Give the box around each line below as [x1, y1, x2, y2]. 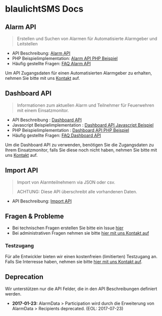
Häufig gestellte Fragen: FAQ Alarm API [12, 61, 91, 66]
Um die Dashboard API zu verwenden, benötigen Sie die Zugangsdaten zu [5, 142, 154, 148]
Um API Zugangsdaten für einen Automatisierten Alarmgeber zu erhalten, [5, 70, 152, 76]
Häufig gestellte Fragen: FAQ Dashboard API [12, 132, 101, 138]
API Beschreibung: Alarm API [12, 50, 71, 56]
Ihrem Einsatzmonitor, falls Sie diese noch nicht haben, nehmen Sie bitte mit [5, 147, 157, 153]
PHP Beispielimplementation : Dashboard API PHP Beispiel [12, 127, 129, 133]
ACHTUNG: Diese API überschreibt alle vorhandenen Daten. [17, 188, 137, 194]
